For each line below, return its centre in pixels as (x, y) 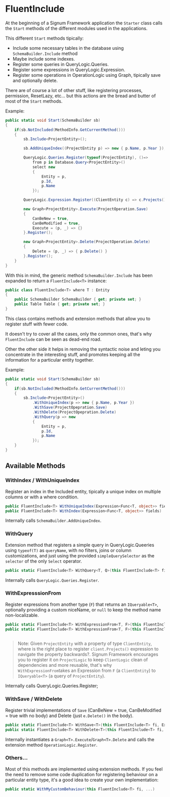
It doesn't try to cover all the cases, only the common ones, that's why (78, 334)
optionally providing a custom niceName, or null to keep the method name (83, 610)
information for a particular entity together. (50, 360)
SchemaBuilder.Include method (45, 53)
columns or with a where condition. (42, 497)
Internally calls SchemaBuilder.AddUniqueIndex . (53, 521)
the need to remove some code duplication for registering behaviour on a (81, 774)
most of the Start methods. (34, 101)
